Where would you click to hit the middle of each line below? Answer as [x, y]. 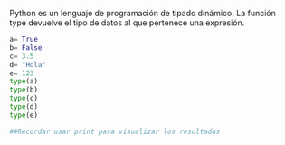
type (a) [24, 82]
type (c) [24, 99]
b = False [26, 48]
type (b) [24, 90]
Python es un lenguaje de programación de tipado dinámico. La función [142, 13]
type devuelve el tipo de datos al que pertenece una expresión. [127, 23]
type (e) [24, 115]
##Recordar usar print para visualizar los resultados [115, 131]
